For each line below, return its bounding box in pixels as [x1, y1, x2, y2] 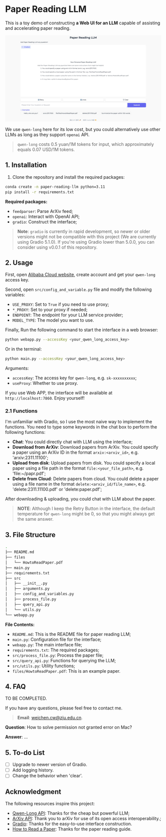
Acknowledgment [5, 787, 61, 796]
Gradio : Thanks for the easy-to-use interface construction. [12, 821, 132, 827]
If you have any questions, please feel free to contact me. [5, 705, 123, 711]
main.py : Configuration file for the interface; [12, 636, 102, 642]
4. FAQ [5, 682, 26, 691]
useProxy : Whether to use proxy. [12, 380, 78, 386]
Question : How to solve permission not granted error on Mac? [5, 724, 132, 730]
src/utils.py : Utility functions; [12, 663, 75, 669]
